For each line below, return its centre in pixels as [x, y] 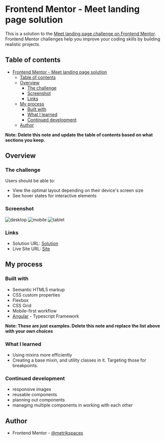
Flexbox [20, 300]
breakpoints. [25, 366]
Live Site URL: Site [31, 249]
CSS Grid [22, 305]
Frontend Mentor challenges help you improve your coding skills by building [83, 39]
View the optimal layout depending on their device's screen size [78, 190]
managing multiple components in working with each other [73, 405]
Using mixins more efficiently [42, 355]
